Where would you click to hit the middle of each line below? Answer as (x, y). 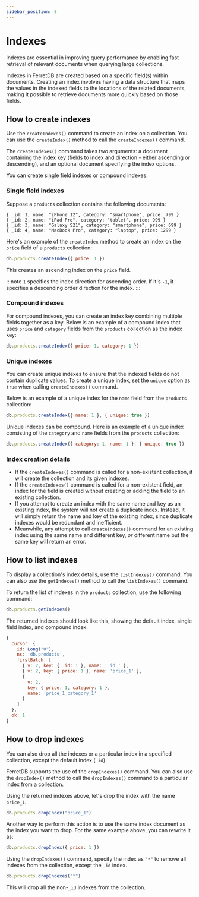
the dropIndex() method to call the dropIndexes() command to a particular (97, 778)
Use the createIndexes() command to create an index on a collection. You (97, 134)
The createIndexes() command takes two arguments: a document (87, 151)
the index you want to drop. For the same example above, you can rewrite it (99, 830)
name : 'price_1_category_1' (62, 693)
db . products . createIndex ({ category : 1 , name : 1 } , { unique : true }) (95, 444)
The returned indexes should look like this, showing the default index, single (99, 621)
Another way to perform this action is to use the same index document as (96, 824)
